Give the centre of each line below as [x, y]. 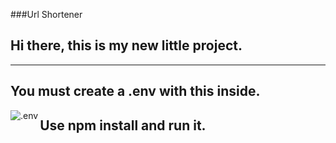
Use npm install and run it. [123, 125]
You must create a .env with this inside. [135, 91]
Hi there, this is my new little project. [126, 45]
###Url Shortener [46, 14]
